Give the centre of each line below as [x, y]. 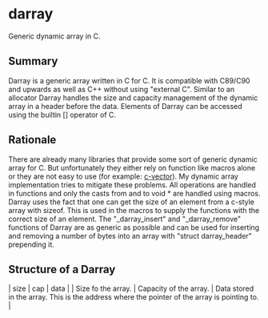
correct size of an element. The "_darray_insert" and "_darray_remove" [125, 219]
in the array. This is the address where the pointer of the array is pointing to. [134, 297]
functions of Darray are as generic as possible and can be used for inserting [134, 227]
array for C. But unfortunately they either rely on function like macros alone [132, 167]
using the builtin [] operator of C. [62, 115]
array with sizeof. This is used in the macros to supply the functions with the [134, 210]
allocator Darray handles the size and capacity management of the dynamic [133, 98]
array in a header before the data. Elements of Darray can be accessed [125, 106]
